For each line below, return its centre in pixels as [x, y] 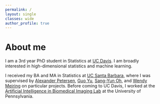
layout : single [21, 14]
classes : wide [20, 19]
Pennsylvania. [19, 96]
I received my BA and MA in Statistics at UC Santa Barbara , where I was [78, 76]
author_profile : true [27, 23]
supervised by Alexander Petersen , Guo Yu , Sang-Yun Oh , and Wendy [76, 81]
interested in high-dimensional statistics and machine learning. [69, 66]
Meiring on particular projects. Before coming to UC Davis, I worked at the [80, 86]
